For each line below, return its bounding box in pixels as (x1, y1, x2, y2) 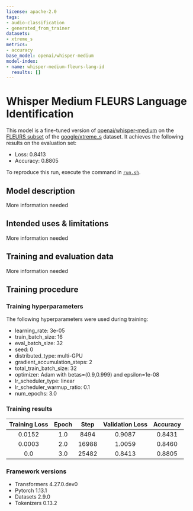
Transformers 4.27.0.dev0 (14, 480, 78, 487)
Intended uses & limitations (6, 218, 109, 229)
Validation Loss (103, 420, 148, 428)
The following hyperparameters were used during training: (6, 316, 149, 323)
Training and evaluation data (6, 252, 114, 262)
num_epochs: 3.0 (14, 390, 57, 397)
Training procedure (6, 285, 79, 295)
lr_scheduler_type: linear (14, 377, 75, 385)
